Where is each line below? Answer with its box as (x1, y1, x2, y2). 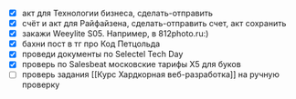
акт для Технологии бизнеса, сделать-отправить (21, 8, 214, 18)
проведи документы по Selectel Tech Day (21, 49, 184, 60)
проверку (21, 79, 60, 90)
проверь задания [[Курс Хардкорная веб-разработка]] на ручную (21, 69, 280, 80)
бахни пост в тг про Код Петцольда (21, 38, 161, 49)
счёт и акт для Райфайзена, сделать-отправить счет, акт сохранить (21, 18, 287, 29)
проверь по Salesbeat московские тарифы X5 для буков (21, 59, 241, 70)
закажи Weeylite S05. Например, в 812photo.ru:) (21, 28, 209, 39)
